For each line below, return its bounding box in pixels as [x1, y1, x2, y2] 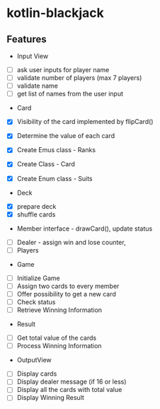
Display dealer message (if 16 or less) [16, 377, 127, 386]
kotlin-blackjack [6, 5, 104, 21]
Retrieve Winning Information [16, 306, 103, 314]
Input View [16, 52, 49, 60]
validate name [16, 81, 58, 90]
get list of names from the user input [16, 90, 124, 98]
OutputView [16, 356, 52, 364]
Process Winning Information [16, 342, 102, 350]
